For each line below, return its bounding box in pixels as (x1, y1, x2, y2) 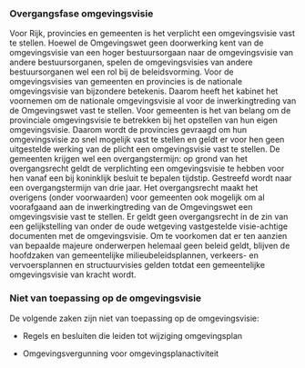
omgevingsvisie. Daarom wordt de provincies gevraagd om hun (9, 124, 248, 135)
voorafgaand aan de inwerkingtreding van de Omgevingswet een (9, 202, 253, 213)
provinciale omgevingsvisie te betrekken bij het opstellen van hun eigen (9, 114, 278, 125)
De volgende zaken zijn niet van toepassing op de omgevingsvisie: (9, 313, 259, 323)
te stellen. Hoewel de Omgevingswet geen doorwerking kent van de (9, 37, 264, 48)
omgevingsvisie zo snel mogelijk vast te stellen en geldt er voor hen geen (9, 134, 285, 145)
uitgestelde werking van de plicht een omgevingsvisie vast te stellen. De (9, 144, 280, 154)
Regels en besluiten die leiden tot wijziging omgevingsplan (22, 330, 243, 341)
